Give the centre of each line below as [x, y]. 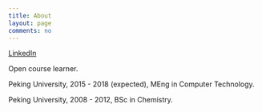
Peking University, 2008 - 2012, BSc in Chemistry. [91, 100]
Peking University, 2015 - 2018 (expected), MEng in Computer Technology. [131, 84]
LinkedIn [22, 54]
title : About [30, 16]
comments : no [30, 30]
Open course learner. [43, 69]
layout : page [30, 23]
